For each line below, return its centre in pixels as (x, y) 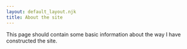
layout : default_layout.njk (41, 12)
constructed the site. (32, 41)
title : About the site (34, 17)
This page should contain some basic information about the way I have (93, 34)
